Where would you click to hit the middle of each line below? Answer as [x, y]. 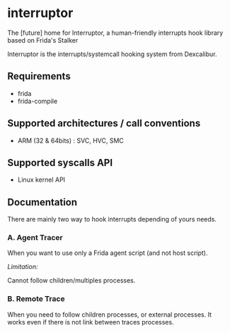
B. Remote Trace [36, 299]
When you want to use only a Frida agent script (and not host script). [108, 253]
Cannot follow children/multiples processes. [71, 280]
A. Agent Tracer [35, 238]
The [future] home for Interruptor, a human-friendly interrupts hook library [115, 33]
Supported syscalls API [60, 162]
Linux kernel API [41, 180]
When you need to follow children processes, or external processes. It [110, 315]
